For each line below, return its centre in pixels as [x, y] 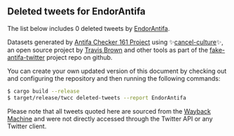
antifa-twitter [26, 57]
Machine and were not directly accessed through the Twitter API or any [110, 118]
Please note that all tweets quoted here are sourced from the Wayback [109, 111]
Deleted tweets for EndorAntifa [76, 12]
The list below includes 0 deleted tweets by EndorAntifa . [89, 28]
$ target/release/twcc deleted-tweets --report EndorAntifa [97, 97]
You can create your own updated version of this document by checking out [117, 71]
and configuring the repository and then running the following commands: [114, 78]
